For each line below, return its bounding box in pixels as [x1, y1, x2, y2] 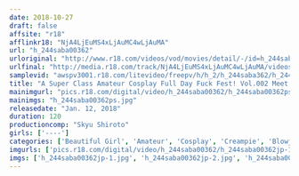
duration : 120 [9, 112, 62, 121]
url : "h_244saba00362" [9, 46, 93, 55]
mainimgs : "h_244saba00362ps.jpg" [9, 95, 138, 105]
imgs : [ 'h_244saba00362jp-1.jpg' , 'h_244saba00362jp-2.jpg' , [9, 153, 241, 163]
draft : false [9, 21, 58, 30]
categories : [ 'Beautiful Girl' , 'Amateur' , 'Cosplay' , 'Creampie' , [9, 137, 265, 146]
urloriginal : [9, 54, 58, 63]
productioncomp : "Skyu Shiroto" [9, 121, 129, 130]
